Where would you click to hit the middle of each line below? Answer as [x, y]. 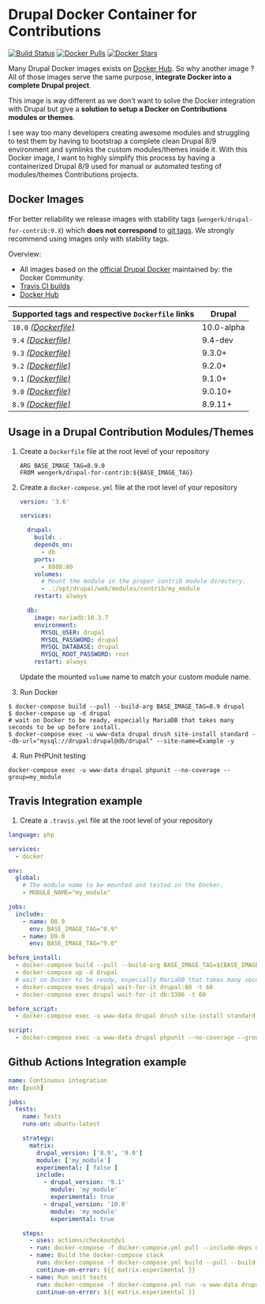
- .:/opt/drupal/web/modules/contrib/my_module [120, 589]
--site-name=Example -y [196, 741]
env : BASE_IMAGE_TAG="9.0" [73, 944]
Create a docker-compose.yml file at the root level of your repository [129, 487]
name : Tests [42, 1117]
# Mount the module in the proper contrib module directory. [143, 582]
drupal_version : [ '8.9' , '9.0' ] [90, 1153]
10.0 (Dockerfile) [43, 327]
